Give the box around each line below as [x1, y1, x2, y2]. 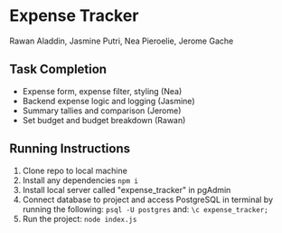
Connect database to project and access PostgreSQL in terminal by [22, 194, 274, 205]
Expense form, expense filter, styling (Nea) [22, 85, 183, 96]
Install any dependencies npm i [22, 174, 138, 186]
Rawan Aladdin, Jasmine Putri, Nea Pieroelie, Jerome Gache [9, 35, 234, 46]
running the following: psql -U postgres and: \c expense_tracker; [22, 203, 268, 214]
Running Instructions [9, 141, 131, 157]
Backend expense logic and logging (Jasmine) [22, 95, 195, 106]
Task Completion [9, 62, 107, 77]
